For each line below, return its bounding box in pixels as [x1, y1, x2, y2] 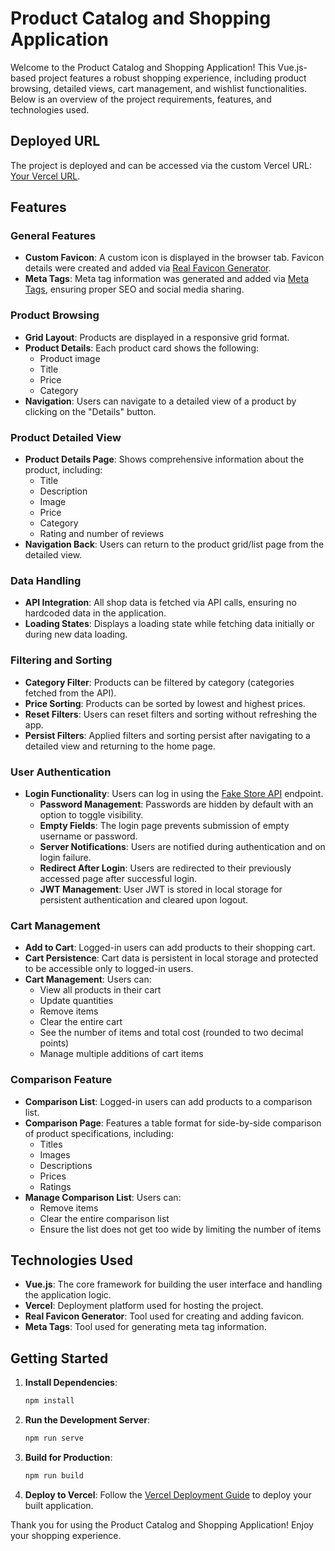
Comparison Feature [10, 1073, 113, 1087]
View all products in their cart [39, 984, 162, 996]
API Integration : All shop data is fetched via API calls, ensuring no [24, 597, 297, 609]
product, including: [24, 464, 103, 476]
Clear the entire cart [39, 1016, 123, 1028]
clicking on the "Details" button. [24, 405, 157, 417]
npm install [24, 1396, 75, 1406]
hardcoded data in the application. [24, 607, 167, 619]
